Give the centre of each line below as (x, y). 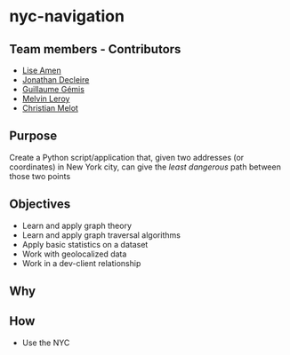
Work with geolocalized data (74, 254)
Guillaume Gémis (53, 89)
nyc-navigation (67, 16)
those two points (40, 176)
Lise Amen (41, 70)
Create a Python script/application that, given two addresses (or (127, 157)
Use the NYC (46, 343)
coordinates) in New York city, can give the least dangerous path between (145, 167)
